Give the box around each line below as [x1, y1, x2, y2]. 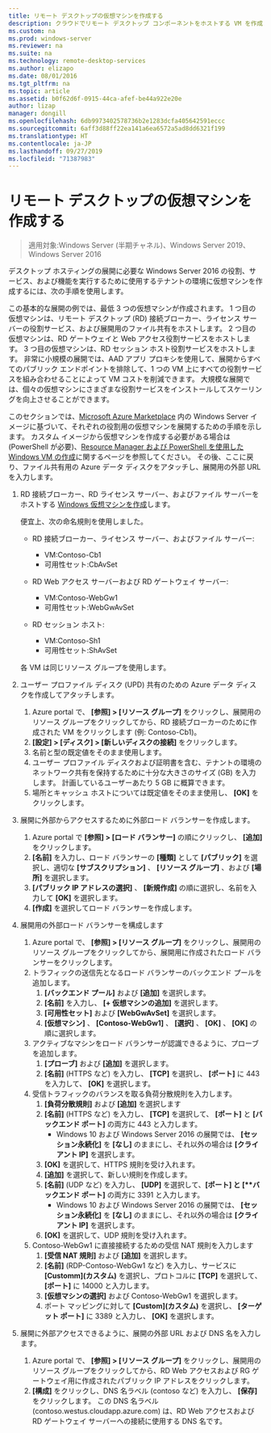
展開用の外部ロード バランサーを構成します [19, 921, 164, 930]
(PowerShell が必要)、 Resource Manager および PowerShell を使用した [8, 442, 244, 452]
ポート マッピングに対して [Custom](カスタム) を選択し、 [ [44, 1301, 241, 1311]
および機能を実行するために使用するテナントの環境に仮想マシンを [35, 276, 256, 286]
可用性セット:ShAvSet [44, 646, 117, 655]
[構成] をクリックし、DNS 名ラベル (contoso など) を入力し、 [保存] [31, 1386, 258, 1396]
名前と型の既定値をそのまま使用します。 [31, 748, 167, 757]
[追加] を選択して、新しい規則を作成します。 [44, 1170, 192, 1180]
